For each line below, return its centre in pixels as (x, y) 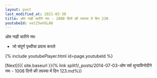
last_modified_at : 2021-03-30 (36, 14)
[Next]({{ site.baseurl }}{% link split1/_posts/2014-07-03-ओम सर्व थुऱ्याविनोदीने (78, 65)
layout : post (18, 9)
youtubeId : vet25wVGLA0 (29, 23)
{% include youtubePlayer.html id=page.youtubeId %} (59, 56)
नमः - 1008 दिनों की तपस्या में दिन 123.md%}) (44, 71)
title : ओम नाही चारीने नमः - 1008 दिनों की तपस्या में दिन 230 (57, 18)
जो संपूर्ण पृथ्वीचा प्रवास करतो (34, 47)
